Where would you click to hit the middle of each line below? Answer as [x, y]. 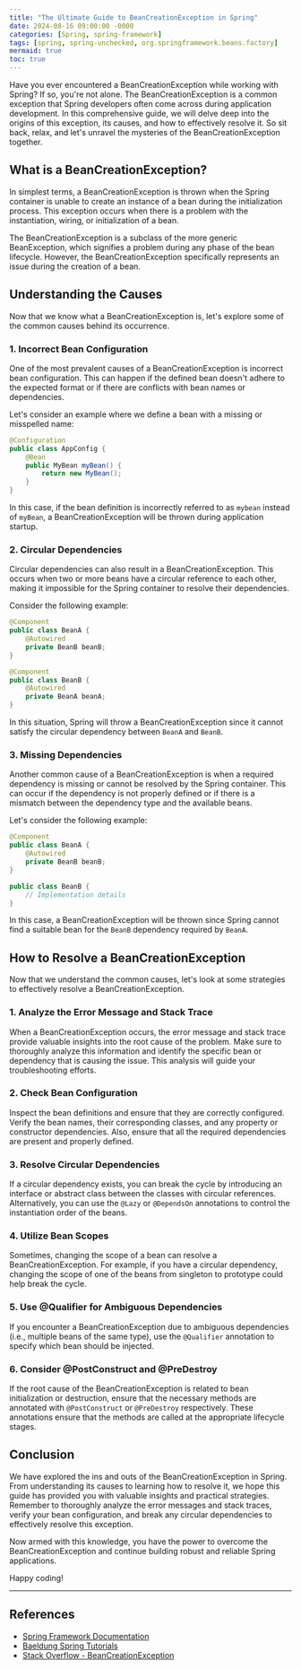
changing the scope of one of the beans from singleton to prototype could [146, 1274]
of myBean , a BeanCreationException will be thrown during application [137, 517]
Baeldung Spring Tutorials [70, 1646]
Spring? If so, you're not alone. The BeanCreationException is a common [143, 94]
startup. [24, 526]
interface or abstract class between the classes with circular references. [143, 1194]
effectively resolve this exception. [72, 1524]
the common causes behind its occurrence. [90, 326]
